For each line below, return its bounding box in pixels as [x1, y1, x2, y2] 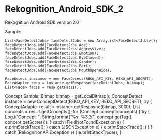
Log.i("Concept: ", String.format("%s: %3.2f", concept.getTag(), [5, 114, 133, 120]
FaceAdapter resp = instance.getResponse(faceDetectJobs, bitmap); [5, 80, 145, 85]
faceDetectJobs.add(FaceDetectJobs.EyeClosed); [5, 55, 104, 60]
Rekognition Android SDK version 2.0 [5, 19, 79, 25]
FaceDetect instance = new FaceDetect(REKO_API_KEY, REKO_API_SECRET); [5, 76, 153, 81]
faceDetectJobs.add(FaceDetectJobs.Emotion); [5, 51, 99, 56]
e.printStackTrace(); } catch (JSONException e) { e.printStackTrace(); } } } [5, 124, 153, 130]
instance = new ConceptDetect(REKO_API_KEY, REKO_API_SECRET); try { [5, 98, 152, 104]
